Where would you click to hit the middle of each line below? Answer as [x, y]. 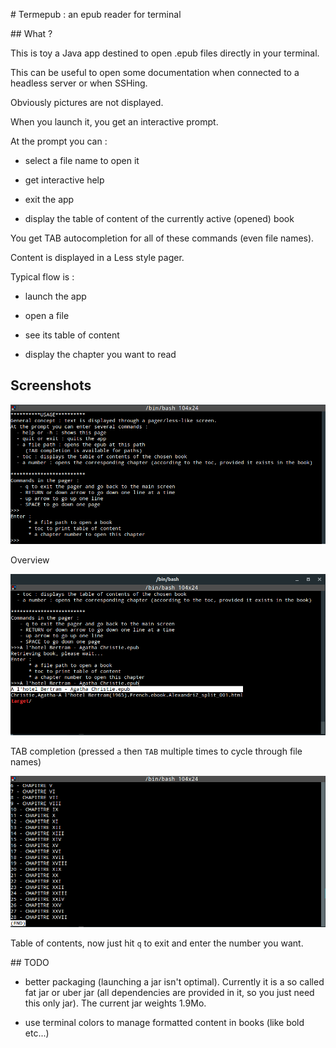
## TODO [30, 962]
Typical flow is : [42, 277]
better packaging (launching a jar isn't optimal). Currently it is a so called [174, 981]
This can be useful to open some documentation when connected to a [155, 72]
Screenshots [51, 385]
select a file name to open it [82, 160]
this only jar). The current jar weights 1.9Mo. [115, 1003]
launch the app [55, 296]
